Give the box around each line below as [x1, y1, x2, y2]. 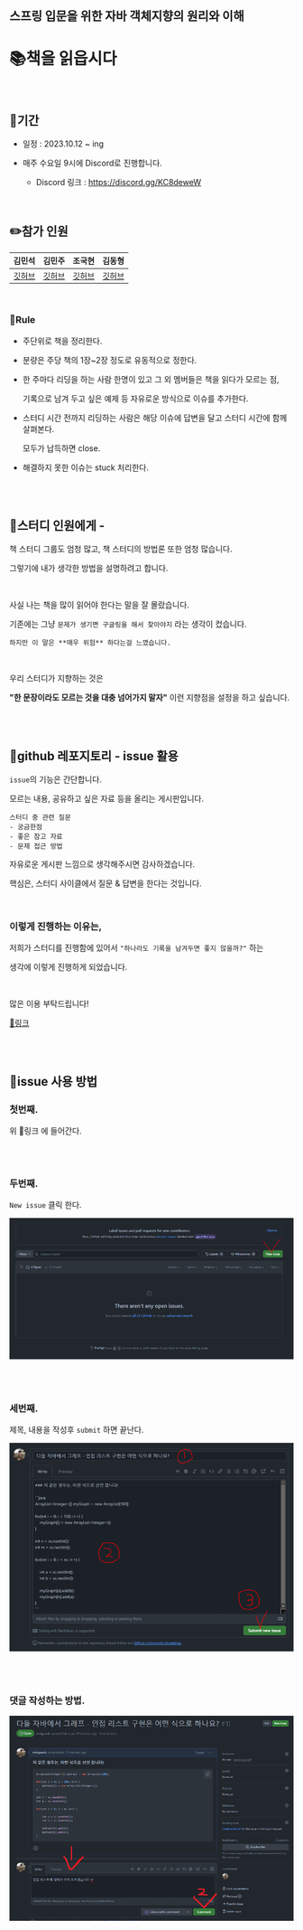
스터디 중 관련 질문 [9, 813, 71, 823]
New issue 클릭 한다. [9, 1200, 82, 1210]
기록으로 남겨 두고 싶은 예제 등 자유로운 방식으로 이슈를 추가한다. [22, 392, 249, 404]
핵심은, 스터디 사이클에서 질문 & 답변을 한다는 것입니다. [9, 878, 202, 889]
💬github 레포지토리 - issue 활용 [9, 748, 179, 764]
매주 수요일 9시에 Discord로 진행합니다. [22, 157, 162, 169]
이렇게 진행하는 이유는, [9, 920, 102, 933]
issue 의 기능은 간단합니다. [9, 774, 102, 785]
